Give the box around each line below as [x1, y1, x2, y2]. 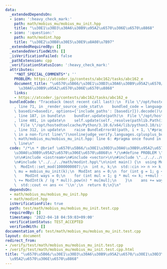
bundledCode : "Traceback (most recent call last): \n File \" [9, 100, 141, 105]
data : [5, 7, 16, 12]
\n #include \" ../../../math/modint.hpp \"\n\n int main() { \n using [14, 159, 157, 164]
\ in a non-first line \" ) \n [14, 132, 72, 137]
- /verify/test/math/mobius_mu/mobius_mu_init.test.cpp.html [5, 247, 135, 252]
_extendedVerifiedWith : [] [9, 49, 66, 54]
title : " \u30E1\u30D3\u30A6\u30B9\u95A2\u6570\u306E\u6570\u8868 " [14, 26, 155, 31]
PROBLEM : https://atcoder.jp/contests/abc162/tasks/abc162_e [14, 76, 143, 81]
